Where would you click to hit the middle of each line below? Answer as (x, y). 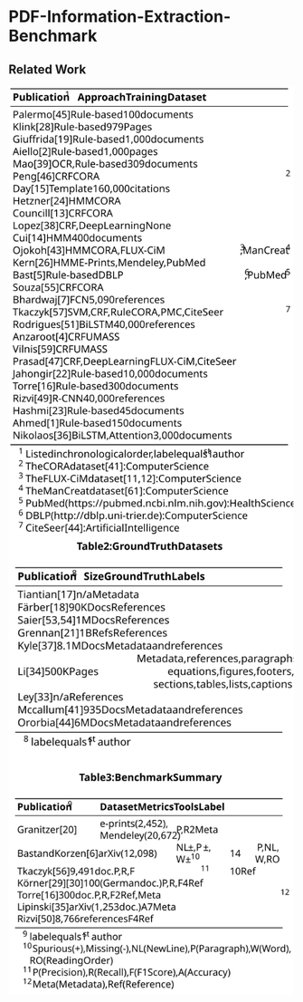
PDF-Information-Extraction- (120, 17)
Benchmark (53, 36)
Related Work (47, 69)
